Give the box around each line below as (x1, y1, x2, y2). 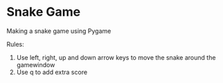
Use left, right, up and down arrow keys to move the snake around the (16, 53, 216, 62)
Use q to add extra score (16, 68, 88, 76)
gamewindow (16, 60, 55, 69)
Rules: (6, 40, 25, 48)
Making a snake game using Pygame (6, 27, 111, 35)
